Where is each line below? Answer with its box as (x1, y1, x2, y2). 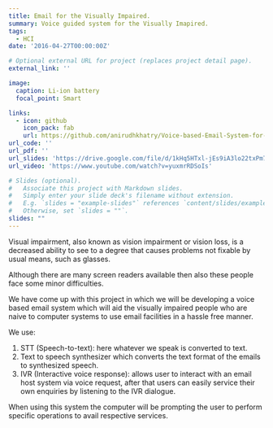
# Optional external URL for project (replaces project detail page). (8, 57, 253, 65)
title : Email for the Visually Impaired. (8, 11, 151, 20)
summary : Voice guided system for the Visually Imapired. (8, 20, 209, 28)
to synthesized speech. (19, 360, 99, 370)
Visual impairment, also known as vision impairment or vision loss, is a (8, 237, 244, 247)
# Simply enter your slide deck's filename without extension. (8, 192, 234, 200)
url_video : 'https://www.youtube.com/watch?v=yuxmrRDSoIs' (8, 162, 213, 170)
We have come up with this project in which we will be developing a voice (8, 294, 255, 304)
